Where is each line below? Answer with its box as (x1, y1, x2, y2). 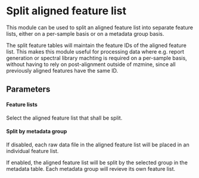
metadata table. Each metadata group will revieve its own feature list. (6, 165, 176, 172)
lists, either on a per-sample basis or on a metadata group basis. (6, 30, 164, 37)
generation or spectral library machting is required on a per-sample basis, (6, 54, 188, 61)
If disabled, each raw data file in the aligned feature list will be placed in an (6, 141, 189, 148)
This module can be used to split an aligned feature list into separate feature (6, 24, 194, 31)
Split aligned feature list (6, 4, 127, 18)
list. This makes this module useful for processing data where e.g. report (6, 48, 185, 55)
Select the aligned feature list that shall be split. (6, 114, 123, 121)
